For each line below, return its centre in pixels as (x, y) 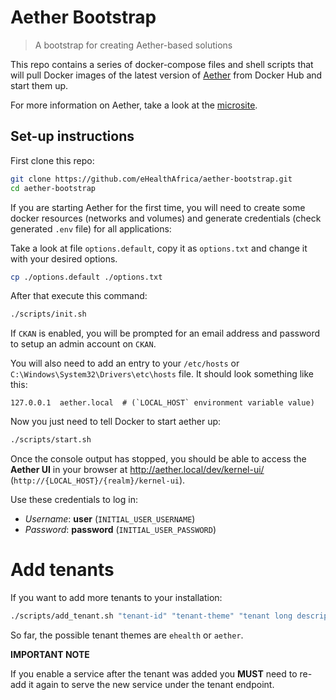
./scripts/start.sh (51, 440)
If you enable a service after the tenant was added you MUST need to (154, 673)
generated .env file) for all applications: (91, 228)
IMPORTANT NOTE (50, 654)
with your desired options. (64, 258)
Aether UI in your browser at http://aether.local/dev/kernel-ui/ (137, 470)
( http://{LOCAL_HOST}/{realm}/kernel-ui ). (98, 480)
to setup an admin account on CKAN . (83, 344)
